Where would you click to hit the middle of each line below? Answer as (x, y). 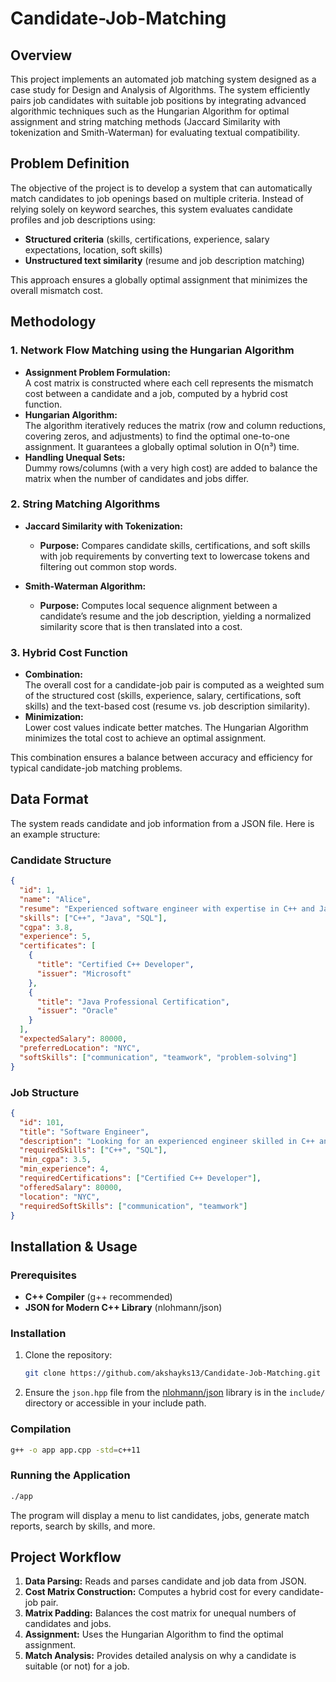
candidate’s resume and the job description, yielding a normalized (175, 616)
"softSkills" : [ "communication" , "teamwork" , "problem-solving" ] (158, 1057)
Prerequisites (43, 1275)
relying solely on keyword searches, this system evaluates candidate (151, 209)
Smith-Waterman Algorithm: (85, 586)
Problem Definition (70, 163)
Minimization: (54, 717)
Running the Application (70, 1475)
